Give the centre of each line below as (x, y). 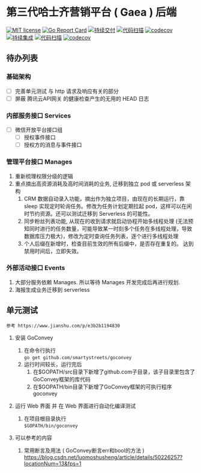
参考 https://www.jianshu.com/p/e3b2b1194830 (63, 326)
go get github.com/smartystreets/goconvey (78, 357)
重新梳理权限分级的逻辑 (44, 176)
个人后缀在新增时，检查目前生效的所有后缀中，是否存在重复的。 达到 (109, 243)
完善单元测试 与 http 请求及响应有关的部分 (67, 91)
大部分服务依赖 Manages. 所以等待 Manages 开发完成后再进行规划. (97, 282)
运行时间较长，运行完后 (53, 364)
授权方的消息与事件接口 (53, 145)
